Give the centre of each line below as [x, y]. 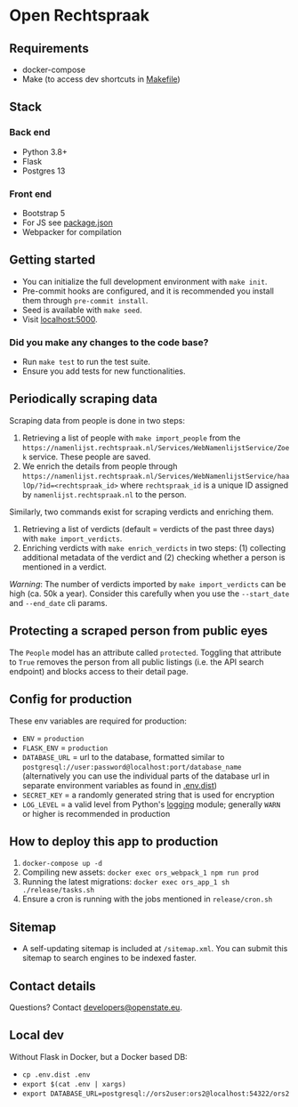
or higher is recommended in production [96, 813]
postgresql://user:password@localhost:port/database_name [132, 767]
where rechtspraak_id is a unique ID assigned [204, 485]
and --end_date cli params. [59, 602]
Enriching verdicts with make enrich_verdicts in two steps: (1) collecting [154, 547]
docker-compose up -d [62, 864]
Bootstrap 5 [44, 213]
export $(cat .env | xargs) [74, 1084]
